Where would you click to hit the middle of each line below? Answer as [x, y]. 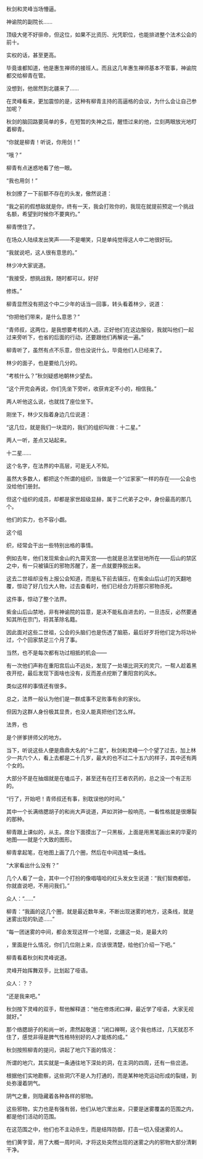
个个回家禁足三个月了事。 [48, 640]
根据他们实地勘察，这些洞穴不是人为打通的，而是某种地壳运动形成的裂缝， [99, 1075]
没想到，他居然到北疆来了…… [43, 88]
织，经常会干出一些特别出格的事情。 [51, 545]
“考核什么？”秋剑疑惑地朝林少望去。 [51, 376]
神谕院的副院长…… [30, 22]
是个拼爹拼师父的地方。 [35, 737]
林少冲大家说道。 [27, 265]
